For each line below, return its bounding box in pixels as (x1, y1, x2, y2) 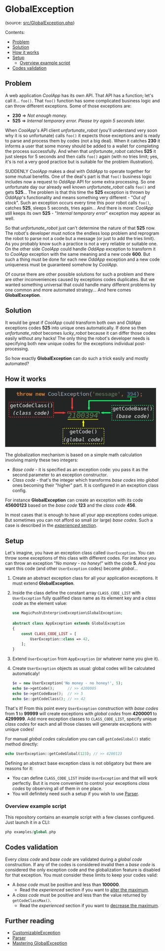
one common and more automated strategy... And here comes (5, 287, 132, 293)
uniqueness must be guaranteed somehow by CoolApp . (5, 261, 118, 267)
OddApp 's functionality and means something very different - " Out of (5, 194, 146, 200)
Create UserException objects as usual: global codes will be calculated (12, 666, 155, 671)
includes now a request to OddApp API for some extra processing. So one (5, 178, 155, 184)
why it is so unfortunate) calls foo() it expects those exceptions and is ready (5, 132, 160, 139)
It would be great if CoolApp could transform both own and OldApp (5, 319, 141, 325)
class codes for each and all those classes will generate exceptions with (5, 721, 152, 727)
